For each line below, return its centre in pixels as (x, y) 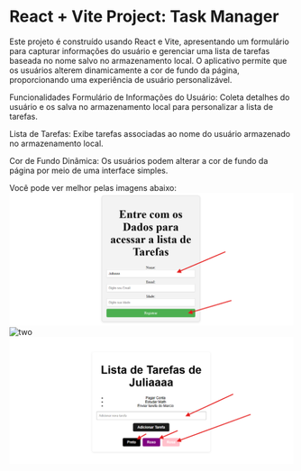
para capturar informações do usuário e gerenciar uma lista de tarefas (140, 50)
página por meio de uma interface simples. (89, 170)
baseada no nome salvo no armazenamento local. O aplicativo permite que (148, 60)
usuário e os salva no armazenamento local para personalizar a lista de (141, 106)
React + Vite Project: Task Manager (144, 17)
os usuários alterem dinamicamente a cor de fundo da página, (125, 70)
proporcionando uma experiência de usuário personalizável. (121, 79)
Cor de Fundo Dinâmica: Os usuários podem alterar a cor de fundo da (139, 160)
